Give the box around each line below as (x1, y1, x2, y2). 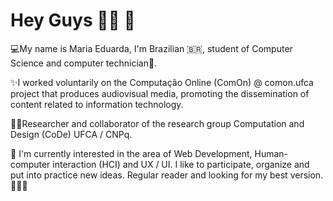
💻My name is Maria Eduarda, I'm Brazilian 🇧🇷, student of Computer (10, 42, 293, 54)
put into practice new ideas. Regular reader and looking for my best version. (10, 169, 324, 181)
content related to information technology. (10, 98, 184, 110)
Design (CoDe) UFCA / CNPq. (10, 128, 133, 140)
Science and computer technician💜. (10, 57, 158, 69)
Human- (254, 147, 289, 159)
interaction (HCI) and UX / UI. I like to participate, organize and (52, 158, 310, 170)
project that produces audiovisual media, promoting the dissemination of (10, 87, 310, 99)
